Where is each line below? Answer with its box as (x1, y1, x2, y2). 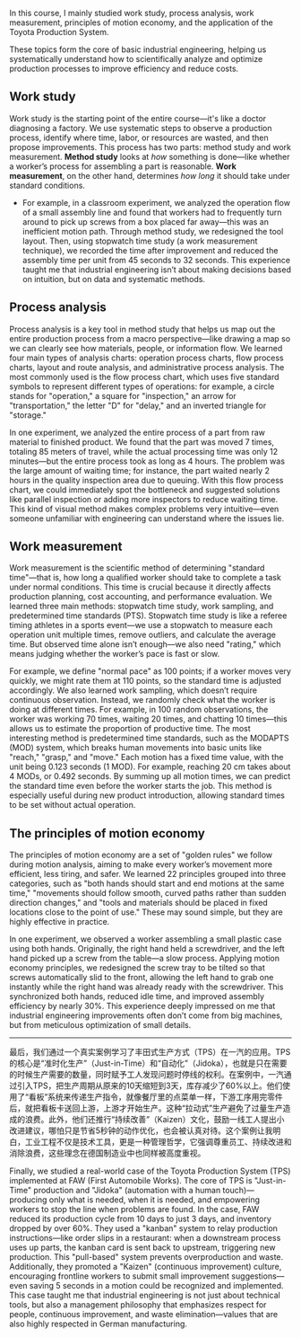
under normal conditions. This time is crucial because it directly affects (9, 581, 271, 592)
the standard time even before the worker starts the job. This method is (9, 781, 272, 792)
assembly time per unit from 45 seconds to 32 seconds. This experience (21, 254, 291, 265)
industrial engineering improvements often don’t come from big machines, (9, 1010, 283, 1021)
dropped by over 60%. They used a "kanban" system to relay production (9, 1223, 278, 1234)
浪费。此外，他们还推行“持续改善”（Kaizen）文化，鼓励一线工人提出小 (24, 1114, 285, 1125)
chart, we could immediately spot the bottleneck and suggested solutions (9, 484, 280, 495)
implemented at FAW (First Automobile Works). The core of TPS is (9, 1175, 253, 1186)
